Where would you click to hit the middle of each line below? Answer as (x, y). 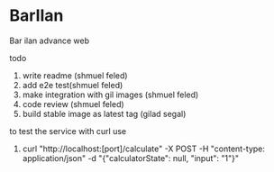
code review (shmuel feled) (73, 104)
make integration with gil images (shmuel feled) (110, 95)
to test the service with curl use (68, 131)
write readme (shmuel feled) (75, 75)
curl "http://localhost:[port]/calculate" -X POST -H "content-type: (144, 149)
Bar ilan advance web (50, 41)
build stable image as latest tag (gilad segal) (104, 113)
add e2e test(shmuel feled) (73, 85)
